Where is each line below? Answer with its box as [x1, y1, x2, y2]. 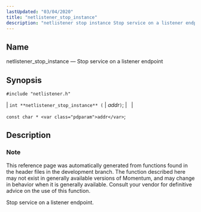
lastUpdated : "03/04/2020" [6, 8, 74, 15]
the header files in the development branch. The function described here [6, 168, 185, 175]
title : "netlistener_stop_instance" [6, 14, 98, 20]
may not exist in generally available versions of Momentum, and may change [6, 174, 195, 182]
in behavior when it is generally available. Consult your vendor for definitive [6, 180, 193, 188]
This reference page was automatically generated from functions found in [6, 162, 188, 169]
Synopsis [6, 75, 42, 85]
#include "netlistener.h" [6, 91, 71, 97]
